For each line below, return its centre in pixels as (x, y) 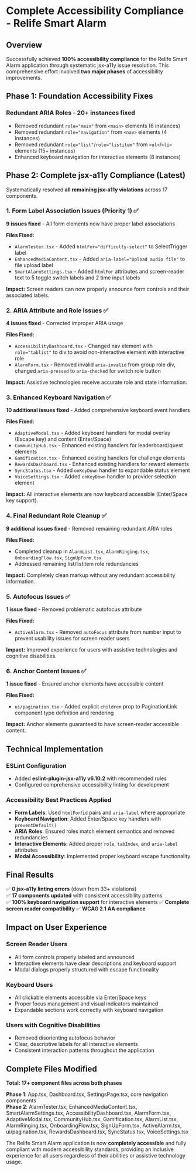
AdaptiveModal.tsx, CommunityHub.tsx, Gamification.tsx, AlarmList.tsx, (92, 1119)
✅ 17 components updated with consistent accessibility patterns (84, 896)
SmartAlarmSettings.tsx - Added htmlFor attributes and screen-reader (99, 271)
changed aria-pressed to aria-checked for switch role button (87, 371)
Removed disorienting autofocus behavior (65, 1038)
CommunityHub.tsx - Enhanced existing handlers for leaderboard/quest (99, 446)
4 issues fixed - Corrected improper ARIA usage (65, 323)
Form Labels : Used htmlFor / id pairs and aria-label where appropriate (100, 813)
